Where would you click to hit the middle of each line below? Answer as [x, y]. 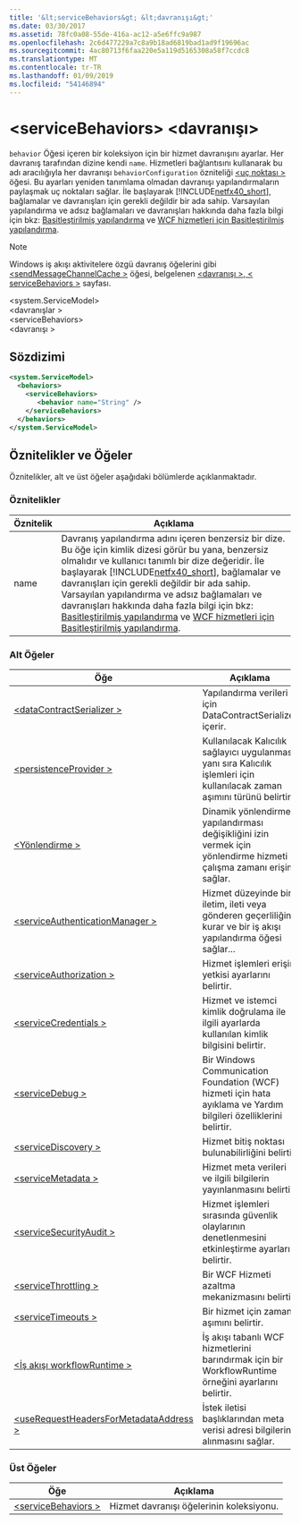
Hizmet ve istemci [240, 1000]
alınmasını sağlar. [238, 1441]
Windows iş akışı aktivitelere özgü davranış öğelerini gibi [113, 264]
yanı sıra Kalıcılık [237, 763]
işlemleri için [229, 774]
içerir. [214, 726]
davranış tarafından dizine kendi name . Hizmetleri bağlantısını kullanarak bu [146, 163]
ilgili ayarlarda [231, 1023]
